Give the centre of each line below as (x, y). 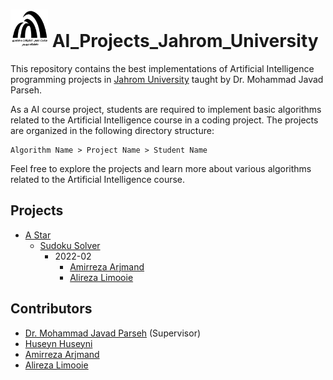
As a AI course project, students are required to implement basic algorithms (166, 109)
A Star (38, 235)
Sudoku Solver (70, 245)
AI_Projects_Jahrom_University (185, 41)
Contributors (51, 309)
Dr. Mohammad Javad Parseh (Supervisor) (113, 333)
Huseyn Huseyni (58, 343)
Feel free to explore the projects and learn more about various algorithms (161, 168)
